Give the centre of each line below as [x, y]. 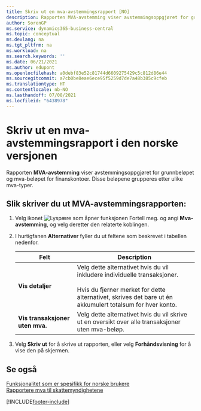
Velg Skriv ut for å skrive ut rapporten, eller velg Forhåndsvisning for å [103, 344]
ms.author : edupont [31, 67]
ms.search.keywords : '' [36, 56]
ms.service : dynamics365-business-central [60, 28]
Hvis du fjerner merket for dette [121, 290]
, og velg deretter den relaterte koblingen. [98, 224]
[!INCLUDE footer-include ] [38, 402]
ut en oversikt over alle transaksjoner [129, 322]
